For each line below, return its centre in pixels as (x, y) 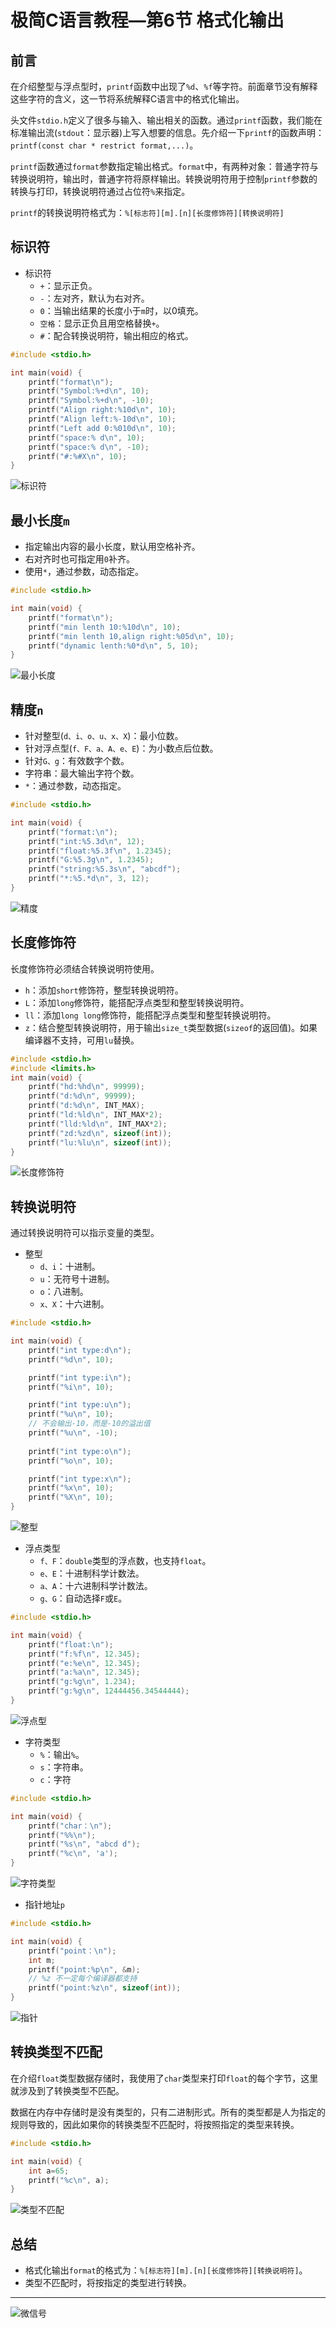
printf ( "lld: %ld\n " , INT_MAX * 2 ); (98, 1124)
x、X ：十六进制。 (74, 1304)
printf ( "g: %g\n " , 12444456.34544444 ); (109, 1691)
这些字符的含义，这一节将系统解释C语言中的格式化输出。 (127, 99)
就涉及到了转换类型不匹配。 (67, 2090)
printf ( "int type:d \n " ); (80, 1350)
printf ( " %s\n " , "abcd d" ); (84, 1844)
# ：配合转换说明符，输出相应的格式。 (116, 335)
